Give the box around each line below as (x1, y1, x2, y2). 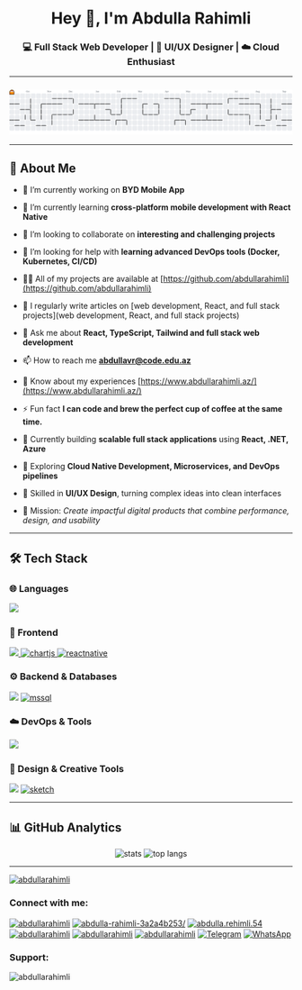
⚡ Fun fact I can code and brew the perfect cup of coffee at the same (22, 404, 283, 414)
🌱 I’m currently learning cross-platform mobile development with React (22, 202, 291, 213)
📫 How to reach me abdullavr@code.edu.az (22, 355, 191, 366)
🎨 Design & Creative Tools (9, 762, 124, 775)
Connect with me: (9, 896, 89, 909)
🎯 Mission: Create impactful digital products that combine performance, (22, 505, 290, 516)
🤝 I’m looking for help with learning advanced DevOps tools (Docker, (22, 247, 280, 258)
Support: (9, 950, 49, 963)
